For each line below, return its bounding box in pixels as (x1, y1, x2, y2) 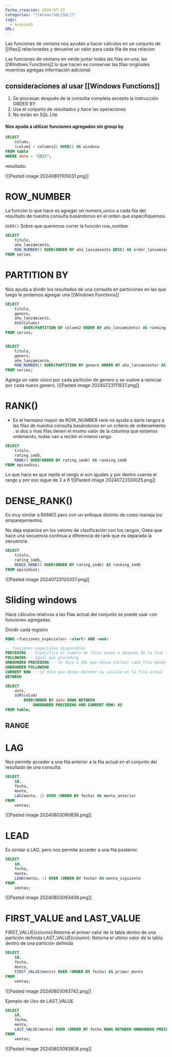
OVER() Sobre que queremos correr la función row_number (5, 223, 129, 229)
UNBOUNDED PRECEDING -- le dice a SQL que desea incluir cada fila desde (5, 660, 166, 665)
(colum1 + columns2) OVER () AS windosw (14, 144, 100, 149)
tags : (5, 17, 17, 22)
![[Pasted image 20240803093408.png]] (5, 894, 92, 901)
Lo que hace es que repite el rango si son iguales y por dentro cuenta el (5, 471, 157, 478)
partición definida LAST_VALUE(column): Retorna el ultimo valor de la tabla (5, 935, 163, 941)
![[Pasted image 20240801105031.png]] (5, 172, 89, 179)
